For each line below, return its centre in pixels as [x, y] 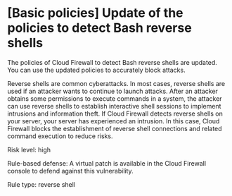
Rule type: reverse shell [41, 184]
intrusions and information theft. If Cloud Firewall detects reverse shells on [115, 114]
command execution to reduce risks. [60, 136]
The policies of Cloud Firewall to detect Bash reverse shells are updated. [112, 62]
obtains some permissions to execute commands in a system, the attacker [115, 98]
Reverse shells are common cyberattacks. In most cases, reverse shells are [116, 83]
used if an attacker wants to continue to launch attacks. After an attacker [112, 91]
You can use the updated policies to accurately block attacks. [96, 70]
